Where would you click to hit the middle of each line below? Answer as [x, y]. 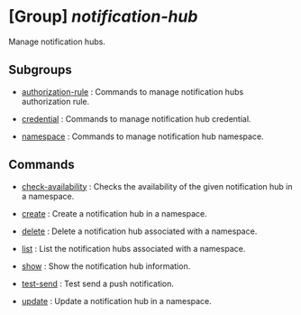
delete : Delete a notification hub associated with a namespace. [139, 231]
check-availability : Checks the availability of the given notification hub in [157, 186]
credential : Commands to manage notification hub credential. [136, 118]
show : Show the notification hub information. [106, 266]
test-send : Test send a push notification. [98, 283]
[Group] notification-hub [103, 17]
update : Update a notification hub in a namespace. [117, 301]
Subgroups [41, 70]
